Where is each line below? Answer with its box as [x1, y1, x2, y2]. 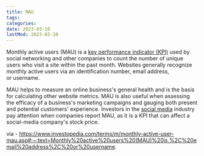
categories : [6, 20, 37, 26]
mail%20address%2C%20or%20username [6, 143, 116, 151]
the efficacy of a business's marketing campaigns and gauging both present [6, 99, 198, 107]
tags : [6, 15, 20, 21]
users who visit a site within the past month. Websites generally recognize [6, 62, 192, 69]
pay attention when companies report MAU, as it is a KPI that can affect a [6, 112, 190, 119]
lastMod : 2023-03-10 [6, 32, 59, 38]
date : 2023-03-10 [6, 26, 51, 32]
